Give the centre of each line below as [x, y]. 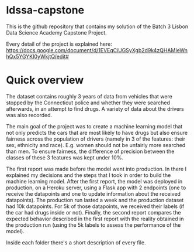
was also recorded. [29, 115]
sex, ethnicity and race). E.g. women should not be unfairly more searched [96, 145]
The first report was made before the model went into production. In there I [96, 169]
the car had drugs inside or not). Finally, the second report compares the [93, 212]
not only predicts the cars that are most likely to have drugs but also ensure [97, 132]
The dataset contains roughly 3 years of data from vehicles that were [89, 96]
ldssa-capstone [45, 10]
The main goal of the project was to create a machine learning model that [94, 126]
